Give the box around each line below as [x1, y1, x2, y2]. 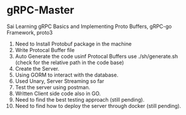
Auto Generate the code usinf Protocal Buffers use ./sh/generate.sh [15, 53, 178, 60]
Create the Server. [15, 65, 60, 72]
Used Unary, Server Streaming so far [15, 77, 105, 85]
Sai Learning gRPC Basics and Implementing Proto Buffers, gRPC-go [6, 23, 172, 30]
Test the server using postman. [15, 83, 90, 90]
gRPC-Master [6, 4, 75, 17]
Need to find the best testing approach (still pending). [15, 96, 145, 103]
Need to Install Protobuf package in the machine [15, 40, 132, 47]
